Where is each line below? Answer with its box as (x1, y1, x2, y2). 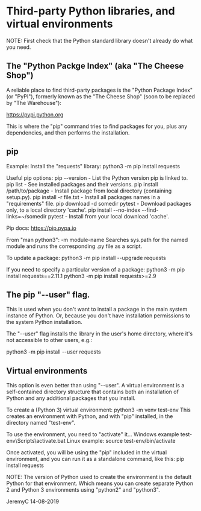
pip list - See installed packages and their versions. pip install (6, 180, 158, 188)
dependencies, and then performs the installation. (6, 129, 130, 136)
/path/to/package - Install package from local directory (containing (6, 187, 172, 194)
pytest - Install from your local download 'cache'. (48, 212, 170, 220)
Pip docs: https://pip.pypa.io (6, 224, 76, 232)
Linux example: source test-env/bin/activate (66, 437, 176, 445)
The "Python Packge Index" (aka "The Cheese (6, 61, 184, 71)
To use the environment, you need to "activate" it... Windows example (6, 431, 179, 438)
